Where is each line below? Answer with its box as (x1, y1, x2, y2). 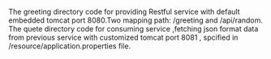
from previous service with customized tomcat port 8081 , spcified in (8, 32, 239, 42)
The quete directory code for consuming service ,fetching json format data (8, 24, 259, 33)
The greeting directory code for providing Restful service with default (8, 7, 241, 16)
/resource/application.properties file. (8, 41, 131, 51)
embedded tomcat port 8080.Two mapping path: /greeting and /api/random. (8, 15, 264, 25)
